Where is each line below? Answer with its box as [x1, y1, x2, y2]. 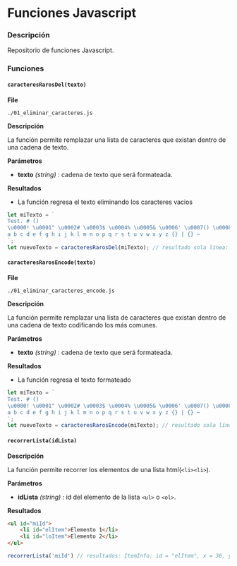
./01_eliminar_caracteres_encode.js [7, 287, 115, 294]
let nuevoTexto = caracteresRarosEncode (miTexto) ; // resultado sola [7, 422, 217, 429]
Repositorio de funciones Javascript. [7, 46, 114, 54]
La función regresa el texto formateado [17, 375, 132, 384]
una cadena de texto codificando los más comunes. [7, 321, 158, 330]
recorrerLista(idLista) [7, 437, 78, 444]
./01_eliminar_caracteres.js [7, 109, 93, 116]
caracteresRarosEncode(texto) [7, 259, 97, 266]
